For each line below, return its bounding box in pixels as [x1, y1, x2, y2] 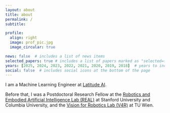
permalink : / [5, 17, 33, 22]
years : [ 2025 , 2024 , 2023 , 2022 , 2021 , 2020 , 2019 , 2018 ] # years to [5, 63, 157, 68]
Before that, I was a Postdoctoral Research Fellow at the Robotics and [5, 91, 150, 97]
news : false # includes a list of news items [5, 53, 105, 59]
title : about [5, 12, 33, 17]
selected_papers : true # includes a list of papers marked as [5, 59, 139, 64]
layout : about [5, 7, 35, 13]
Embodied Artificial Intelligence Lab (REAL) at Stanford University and [5, 97, 151, 103]
